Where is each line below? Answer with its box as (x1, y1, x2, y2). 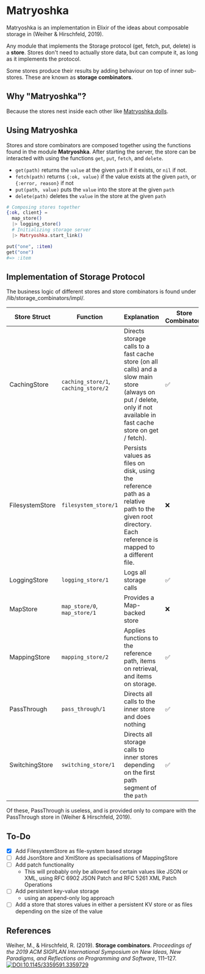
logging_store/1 (61, 577, 109, 584)
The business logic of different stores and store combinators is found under (6, 288, 196, 295)
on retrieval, (124, 664, 158, 673)
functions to (124, 634, 159, 642)
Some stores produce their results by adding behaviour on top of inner (6, 67, 184, 74)
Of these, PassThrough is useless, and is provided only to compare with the (6, 807, 196, 815)
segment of (124, 783, 157, 792)
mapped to (124, 543, 155, 552)
